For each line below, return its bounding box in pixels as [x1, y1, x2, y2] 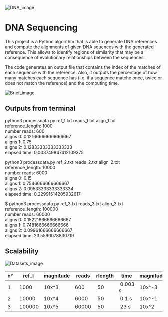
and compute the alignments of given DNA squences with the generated [5, 44, 154, 50]
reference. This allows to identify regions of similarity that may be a [5, 49, 144, 55]
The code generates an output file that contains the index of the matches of [5, 64, 161, 70]
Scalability [5, 247, 39, 256]
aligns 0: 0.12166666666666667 [5, 133, 71, 139]
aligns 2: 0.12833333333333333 [5, 144, 72, 150]
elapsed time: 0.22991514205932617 [5, 191, 81, 197]
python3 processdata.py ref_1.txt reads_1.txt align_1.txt [5, 117, 116, 123]
